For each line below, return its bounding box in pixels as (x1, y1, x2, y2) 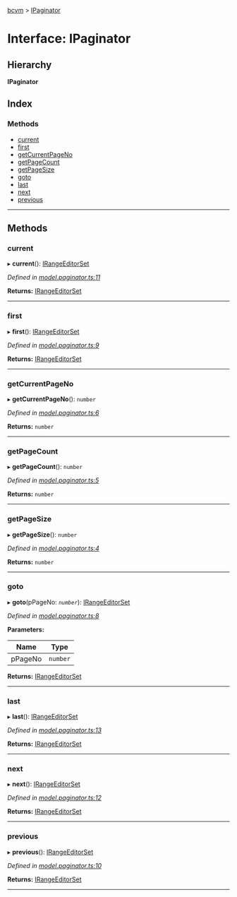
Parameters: (7, 625, 44, 634)
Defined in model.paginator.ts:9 (7, 340, 99, 349)
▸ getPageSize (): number (7, 530, 78, 539)
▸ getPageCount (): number (7, 463, 83, 471)
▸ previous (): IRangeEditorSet (7, 848, 94, 856)
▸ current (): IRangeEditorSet (7, 259, 90, 268)
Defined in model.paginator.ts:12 (7, 794, 102, 802)
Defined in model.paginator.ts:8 (7, 611, 99, 620)
